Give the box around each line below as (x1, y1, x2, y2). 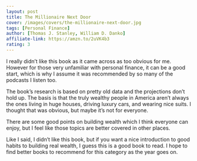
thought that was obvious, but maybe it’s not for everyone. (6, 107, 148, 114)
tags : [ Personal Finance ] (6, 25, 70, 31)
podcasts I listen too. (6, 76, 57, 83)
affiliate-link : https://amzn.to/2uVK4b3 (6, 36, 110, 42)
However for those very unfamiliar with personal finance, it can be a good (6, 64, 186, 71)
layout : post (6, 8, 38, 15)
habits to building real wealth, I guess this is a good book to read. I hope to (6, 142, 188, 149)
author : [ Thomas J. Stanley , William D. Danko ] (6, 31, 126, 37)
